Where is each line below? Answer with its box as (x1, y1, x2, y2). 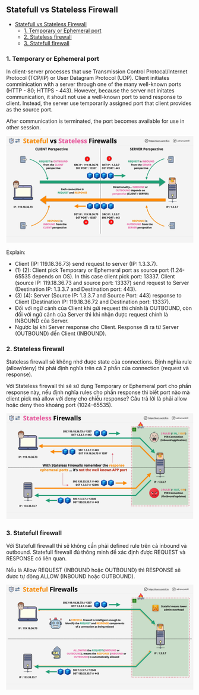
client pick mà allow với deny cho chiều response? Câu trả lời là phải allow (6, 395, 188, 402)
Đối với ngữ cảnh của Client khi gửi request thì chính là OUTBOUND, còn (14, 304, 192, 312)
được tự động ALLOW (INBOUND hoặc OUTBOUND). (6, 572, 135, 580)
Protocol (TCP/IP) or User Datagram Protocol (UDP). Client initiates (6, 75, 170, 82)
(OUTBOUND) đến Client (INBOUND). (14, 330, 107, 337)
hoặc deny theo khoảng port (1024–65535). (6, 402, 113, 409)
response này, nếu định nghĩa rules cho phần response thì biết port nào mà (6, 389, 190, 396)
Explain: (6, 249, 26, 256)
